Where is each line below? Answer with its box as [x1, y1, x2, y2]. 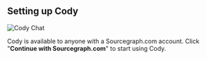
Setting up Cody [7, 5, 79, 17]
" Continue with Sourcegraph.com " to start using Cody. [7, 44, 167, 52]
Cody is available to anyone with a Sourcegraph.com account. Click [7, 37, 200, 45]
